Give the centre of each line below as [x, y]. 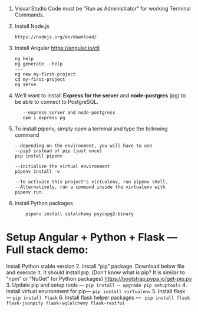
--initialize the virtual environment [62, 166]
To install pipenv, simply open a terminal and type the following [91, 129]
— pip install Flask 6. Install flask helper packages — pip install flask [98, 297]
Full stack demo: [47, 250]
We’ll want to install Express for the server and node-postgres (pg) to [100, 96]
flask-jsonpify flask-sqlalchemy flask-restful [66, 303]
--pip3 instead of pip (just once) [58, 151]
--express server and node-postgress [69, 113]
